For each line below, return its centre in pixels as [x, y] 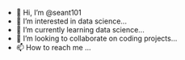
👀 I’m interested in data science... [71, 21]
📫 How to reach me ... [53, 47]
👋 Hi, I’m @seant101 [49, 13]
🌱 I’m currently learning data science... [80, 30]
